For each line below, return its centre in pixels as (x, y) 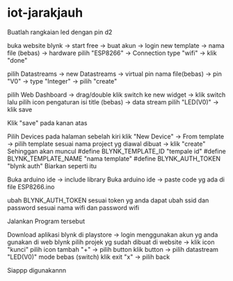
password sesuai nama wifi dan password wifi (73, 207)
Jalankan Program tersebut (46, 221)
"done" (17, 60)
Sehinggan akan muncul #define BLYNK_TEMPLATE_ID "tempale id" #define (116, 151)
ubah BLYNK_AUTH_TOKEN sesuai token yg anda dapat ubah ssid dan (108, 200)
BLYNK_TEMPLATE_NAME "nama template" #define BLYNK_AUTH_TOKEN (114, 159)
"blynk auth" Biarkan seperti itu (52, 166)
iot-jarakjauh (45, 13)
